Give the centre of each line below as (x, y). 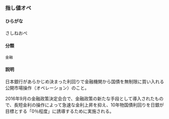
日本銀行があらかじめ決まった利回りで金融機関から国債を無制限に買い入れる (85, 81)
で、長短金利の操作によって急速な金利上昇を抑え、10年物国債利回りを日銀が (84, 105)
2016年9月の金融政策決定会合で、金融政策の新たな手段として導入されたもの (84, 98)
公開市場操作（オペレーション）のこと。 (47, 88)
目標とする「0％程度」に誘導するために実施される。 (60, 111)
